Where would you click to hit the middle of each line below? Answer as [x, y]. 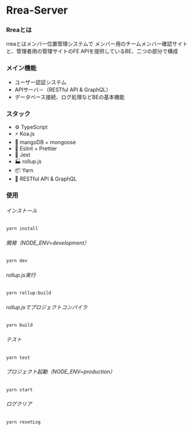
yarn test [18, 358]
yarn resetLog [24, 422]
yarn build [19, 325]
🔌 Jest [22, 155]
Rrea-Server [37, 10]
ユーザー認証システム [40, 82]
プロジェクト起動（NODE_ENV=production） [61, 371]
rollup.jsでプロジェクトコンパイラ [47, 307]
